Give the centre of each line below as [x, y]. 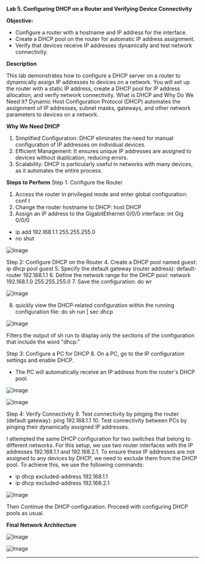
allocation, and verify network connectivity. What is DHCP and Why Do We [100, 95]
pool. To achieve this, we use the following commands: [75, 465]
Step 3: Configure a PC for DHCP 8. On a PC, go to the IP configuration [95, 354]
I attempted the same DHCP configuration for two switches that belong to [99, 439]
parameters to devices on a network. [52, 114]
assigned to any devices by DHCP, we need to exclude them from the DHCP [102, 458]
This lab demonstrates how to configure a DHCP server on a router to [94, 75]
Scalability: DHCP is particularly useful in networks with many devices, [104, 164]
